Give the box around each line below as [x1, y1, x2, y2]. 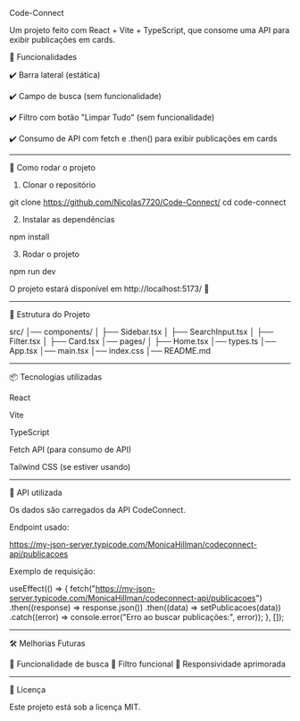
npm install [9, 231, 50, 242]
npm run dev [9, 266, 56, 276]
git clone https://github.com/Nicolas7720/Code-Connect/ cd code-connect [9, 197, 287, 207]
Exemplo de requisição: [9, 566, 96, 576]
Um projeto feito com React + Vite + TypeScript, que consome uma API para [9, 25, 290, 35]
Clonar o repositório [21, 180, 96, 190]
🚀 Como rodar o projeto [9, 163, 96, 172]
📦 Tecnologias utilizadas [9, 372, 103, 382]
